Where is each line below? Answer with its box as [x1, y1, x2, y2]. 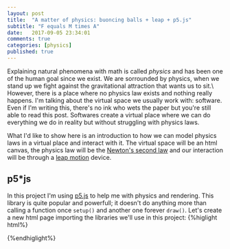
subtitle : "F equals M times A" [7, 23, 100, 29]
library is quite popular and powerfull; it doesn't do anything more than [7, 198, 207, 206]
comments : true [7, 36, 51, 43]
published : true [7, 49, 54, 56]
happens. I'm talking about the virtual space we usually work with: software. [7, 96, 222, 104]
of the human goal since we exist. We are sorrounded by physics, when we [7, 74, 220, 82]
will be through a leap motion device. [7, 153, 112, 161]
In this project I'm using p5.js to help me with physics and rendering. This [7, 191, 214, 200]
